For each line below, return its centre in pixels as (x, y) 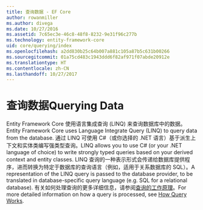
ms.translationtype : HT (36, 63)
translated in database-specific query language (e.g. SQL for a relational (97, 180)
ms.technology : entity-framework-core (55, 40)
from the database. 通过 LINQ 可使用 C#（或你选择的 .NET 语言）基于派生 (98, 138)
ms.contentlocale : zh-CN (38, 68)
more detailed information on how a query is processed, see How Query (97, 194)
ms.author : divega (29, 23)
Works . (15, 201)
